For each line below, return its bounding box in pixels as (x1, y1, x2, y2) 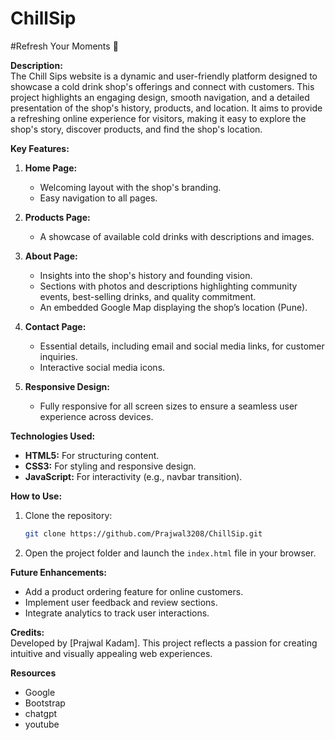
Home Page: (24, 162, 78, 174)
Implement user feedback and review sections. (24, 596, 218, 608)
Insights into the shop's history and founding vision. (39, 269, 253, 281)
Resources (10, 667, 57, 679)
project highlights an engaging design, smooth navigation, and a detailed (10, 91, 310, 103)
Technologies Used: (10, 430, 96, 442)
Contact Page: (24, 320, 87, 332)
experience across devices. (39, 410, 154, 422)
